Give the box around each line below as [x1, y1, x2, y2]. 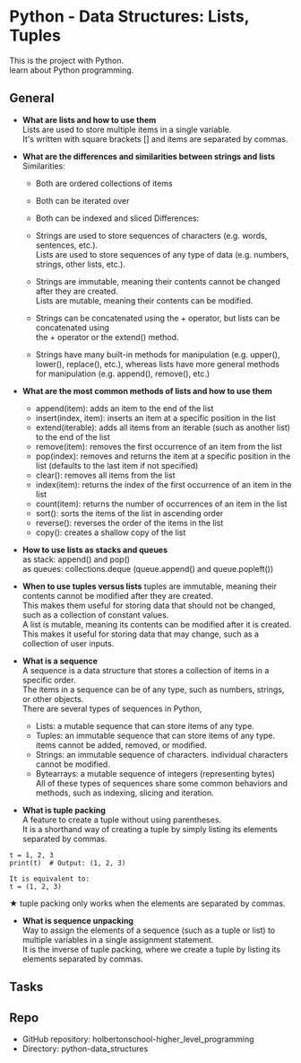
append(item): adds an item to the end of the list [35, 402, 214, 414]
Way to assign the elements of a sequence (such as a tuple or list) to [21, 925, 276, 936]
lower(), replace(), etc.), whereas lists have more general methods [35, 358, 280, 369]
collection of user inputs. [21, 637, 115, 648]
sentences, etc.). [35, 240, 99, 250]
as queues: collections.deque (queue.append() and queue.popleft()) [21, 563, 274, 574]
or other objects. [21, 693, 84, 704]
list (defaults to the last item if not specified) [35, 460, 199, 470]
